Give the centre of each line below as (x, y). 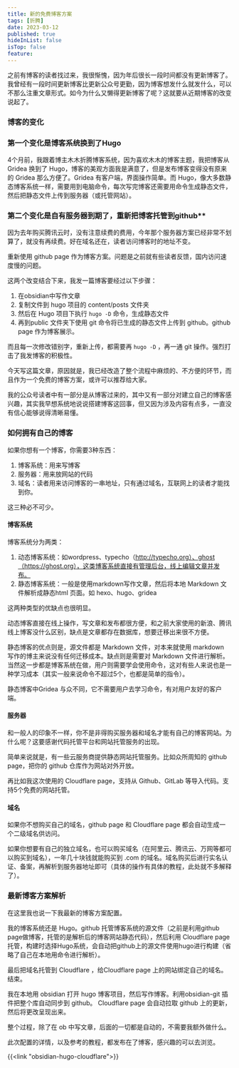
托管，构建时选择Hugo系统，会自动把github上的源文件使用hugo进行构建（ (116, 945)
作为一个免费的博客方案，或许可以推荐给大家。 (82, 380)
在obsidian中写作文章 (49, 296)
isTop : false (27, 47)
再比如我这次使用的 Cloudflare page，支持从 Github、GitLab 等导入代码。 (115, 781)
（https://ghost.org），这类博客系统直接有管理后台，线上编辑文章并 (116, 566)
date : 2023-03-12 (33, 27)
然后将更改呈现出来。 (38, 1012)
